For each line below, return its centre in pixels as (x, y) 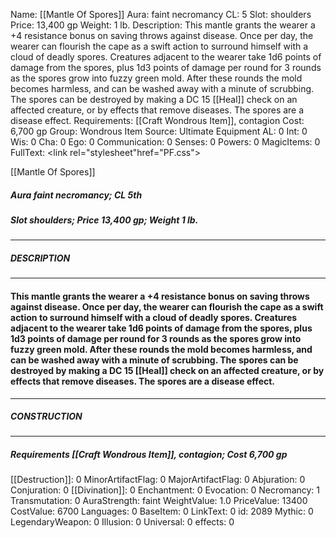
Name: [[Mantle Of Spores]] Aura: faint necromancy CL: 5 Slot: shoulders (161, 14)
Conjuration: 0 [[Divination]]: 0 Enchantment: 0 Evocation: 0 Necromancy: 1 (165, 490)
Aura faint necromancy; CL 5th (76, 195)
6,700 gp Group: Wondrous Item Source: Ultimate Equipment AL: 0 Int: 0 (159, 131)
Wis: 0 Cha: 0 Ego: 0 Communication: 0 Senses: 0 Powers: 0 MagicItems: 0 (165, 142)
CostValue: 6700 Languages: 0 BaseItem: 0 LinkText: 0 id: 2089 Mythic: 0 (162, 511)
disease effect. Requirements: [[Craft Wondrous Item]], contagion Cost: (157, 120)
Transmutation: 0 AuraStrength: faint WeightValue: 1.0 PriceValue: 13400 (159, 501)
